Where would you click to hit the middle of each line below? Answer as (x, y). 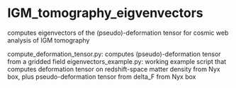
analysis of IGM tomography (49, 40)
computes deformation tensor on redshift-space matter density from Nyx (114, 69)
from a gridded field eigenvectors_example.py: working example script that (117, 61)
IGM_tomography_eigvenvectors (105, 13)
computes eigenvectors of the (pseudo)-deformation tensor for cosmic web (118, 33)
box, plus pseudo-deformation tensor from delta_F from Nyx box (102, 77)
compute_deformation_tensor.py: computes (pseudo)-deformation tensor (114, 54)
